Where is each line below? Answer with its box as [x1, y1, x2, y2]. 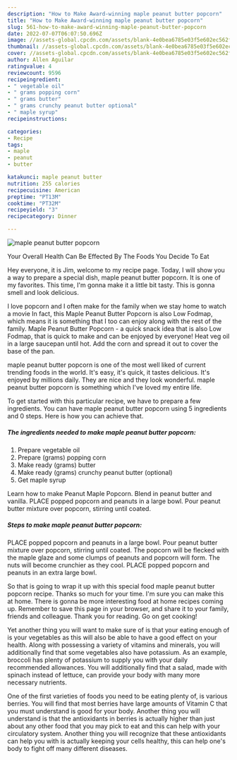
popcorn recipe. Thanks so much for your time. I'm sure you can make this [7, 589, 224, 598]
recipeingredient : [7, 76, 61, 83]
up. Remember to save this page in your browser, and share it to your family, [7, 604, 229, 613]
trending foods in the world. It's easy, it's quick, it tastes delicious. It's [7, 368, 210, 376]
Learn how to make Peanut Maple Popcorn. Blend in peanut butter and [7, 489, 212, 497]
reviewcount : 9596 [7, 69, 61, 76]
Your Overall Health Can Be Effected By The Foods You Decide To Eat [7, 252, 209, 260]
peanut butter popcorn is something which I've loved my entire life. [7, 383, 202, 392]
